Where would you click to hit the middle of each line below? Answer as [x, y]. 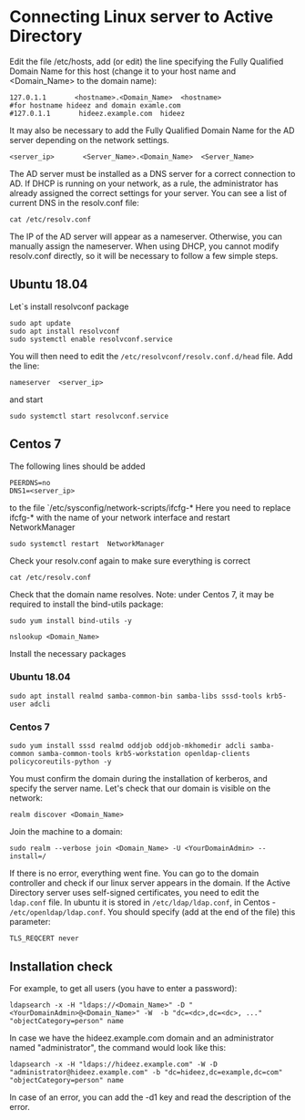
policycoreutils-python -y [61, 762]
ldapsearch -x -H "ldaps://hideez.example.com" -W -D [114, 1064]
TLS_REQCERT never [44, 939]
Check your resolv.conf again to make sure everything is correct [130, 560]
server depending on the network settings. [90, 140]
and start [26, 399]
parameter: [30, 922]
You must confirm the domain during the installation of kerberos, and [139, 779]
